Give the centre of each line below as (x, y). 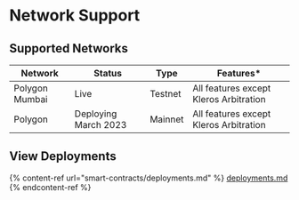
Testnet (166, 94)
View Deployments (63, 156)
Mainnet (167, 119)
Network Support (75, 16)
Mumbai (31, 99)
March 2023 (101, 125)
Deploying (96, 114)
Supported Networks (69, 48)
